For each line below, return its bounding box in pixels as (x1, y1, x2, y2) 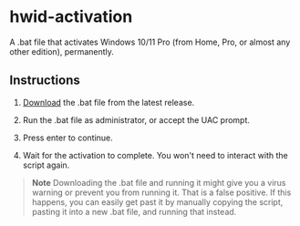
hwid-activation (9, 6, 133, 27)
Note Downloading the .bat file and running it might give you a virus (31, 177, 286, 188)
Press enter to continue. (22, 132, 114, 143)
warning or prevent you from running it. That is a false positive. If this (31, 187, 292, 198)
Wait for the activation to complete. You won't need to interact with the (22, 149, 289, 160)
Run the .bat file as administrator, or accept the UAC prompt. (22, 114, 251, 125)
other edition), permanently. (9, 46, 114, 56)
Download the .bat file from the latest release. (22, 97, 195, 108)
